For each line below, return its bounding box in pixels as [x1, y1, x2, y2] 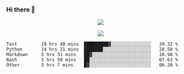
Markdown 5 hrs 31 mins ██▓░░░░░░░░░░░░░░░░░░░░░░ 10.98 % [6, 52, 179, 58]
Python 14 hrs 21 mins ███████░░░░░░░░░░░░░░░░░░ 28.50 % [6, 47, 179, 53]
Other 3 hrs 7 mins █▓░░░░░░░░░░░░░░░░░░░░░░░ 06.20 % [6, 62, 179, 68]
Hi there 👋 [6, 5, 36, 14]
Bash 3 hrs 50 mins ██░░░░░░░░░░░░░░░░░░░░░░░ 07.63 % [6, 57, 179, 63]
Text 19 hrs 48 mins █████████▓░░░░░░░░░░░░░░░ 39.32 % [6, 41, 179, 47]
